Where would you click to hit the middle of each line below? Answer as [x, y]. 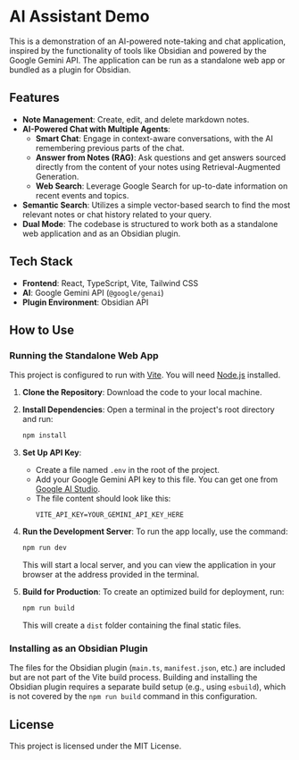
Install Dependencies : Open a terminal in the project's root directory [148, 410]
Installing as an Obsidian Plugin [79, 648]
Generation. [57, 176]
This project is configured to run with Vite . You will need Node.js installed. [145, 375]
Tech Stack [41, 262]
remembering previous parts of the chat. [110, 148]
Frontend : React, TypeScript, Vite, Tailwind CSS [110, 283]
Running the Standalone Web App [84, 355]
